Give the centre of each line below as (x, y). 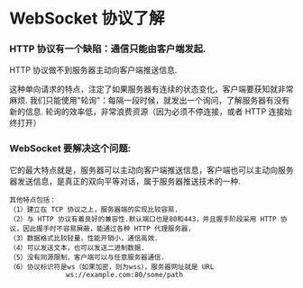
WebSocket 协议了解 (87, 18)
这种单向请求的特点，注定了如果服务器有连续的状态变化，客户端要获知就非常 (151, 89)
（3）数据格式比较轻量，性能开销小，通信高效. (84, 238)
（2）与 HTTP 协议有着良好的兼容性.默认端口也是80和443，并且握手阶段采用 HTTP (143, 219)
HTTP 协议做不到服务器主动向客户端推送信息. (93, 70)
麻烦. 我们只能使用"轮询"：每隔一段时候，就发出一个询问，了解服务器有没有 (150, 101)
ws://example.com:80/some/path (124, 274)
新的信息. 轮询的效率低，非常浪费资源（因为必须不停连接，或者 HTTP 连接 (147, 112)
